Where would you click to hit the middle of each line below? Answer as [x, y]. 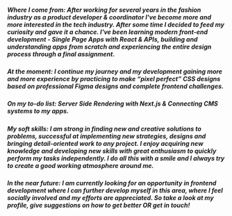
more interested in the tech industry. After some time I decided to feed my [116, 24]
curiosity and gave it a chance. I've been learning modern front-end [108, 32]
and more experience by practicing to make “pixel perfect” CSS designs [114, 78]
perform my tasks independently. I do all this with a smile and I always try [116, 158]
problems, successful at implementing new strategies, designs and [107, 136]
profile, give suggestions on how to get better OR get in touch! [99, 206]
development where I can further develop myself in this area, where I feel [115, 190]
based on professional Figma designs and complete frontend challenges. [116, 86]
